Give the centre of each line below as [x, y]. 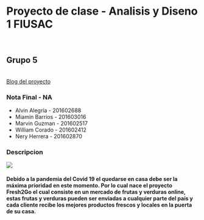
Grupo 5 [22, 60]
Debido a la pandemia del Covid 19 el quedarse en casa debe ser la [92, 179]
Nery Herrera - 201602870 [48, 137]
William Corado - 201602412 [51, 130]
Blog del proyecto [28, 81]
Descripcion [25, 152]
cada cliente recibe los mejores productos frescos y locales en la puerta [99, 205]
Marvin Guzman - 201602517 [51, 124]
